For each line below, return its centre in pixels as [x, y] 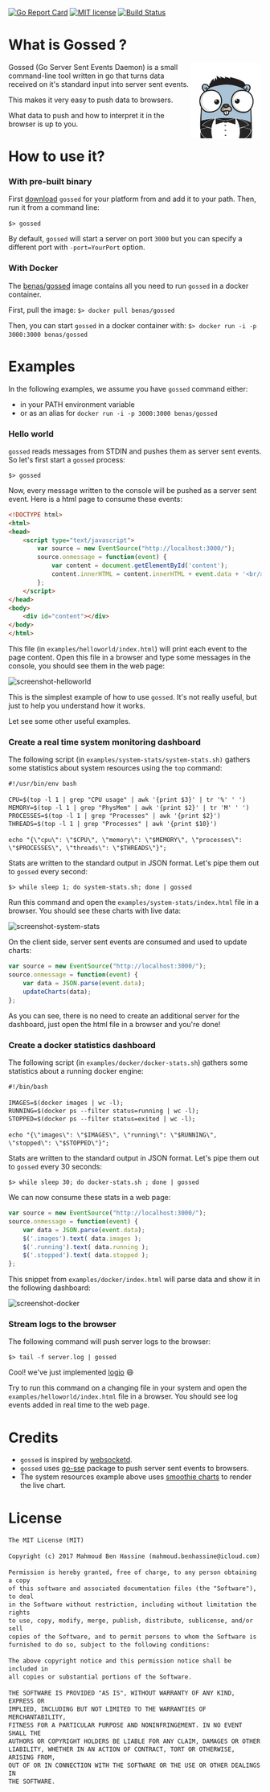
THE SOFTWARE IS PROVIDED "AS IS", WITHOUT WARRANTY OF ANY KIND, [122, 1693]
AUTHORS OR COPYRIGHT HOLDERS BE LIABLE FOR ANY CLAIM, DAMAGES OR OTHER [135, 1741]
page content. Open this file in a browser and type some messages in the [129, 658]
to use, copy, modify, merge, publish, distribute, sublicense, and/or [131, 1621]
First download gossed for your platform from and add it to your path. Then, [132, 199]
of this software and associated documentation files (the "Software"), [133, 1589]
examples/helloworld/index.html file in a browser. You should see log [123, 1396]
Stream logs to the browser [62, 1325]
